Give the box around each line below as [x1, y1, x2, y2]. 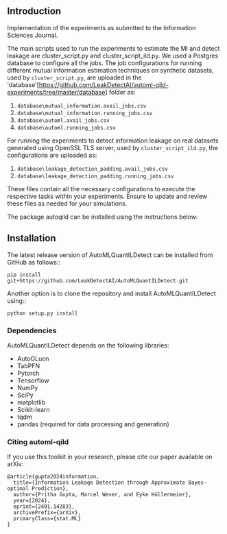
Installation [7, 232, 56, 244]
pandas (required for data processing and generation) [16, 420, 169, 428]
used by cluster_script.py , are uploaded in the [7, 73, 142, 82]
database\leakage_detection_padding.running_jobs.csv [16, 173, 174, 180]
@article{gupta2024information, [7, 473, 99, 481]
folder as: [108, 88, 136, 96]
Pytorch [16, 369, 40, 377]
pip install [7, 271, 41, 278]
